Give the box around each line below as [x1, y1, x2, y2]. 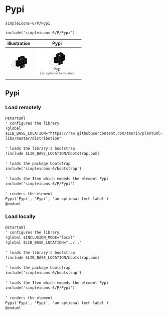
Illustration [7, 40, 31, 46]
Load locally [5, 213, 36, 220]
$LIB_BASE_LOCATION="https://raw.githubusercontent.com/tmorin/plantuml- [5, 131, 163, 136]
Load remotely [5, 104, 42, 111]
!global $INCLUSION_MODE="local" [5, 235, 75, 240]
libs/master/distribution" [5, 136, 62, 141]
